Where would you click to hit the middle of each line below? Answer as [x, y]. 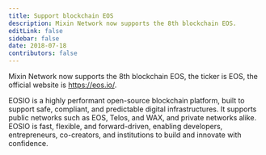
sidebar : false [34, 38]
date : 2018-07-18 [38, 46]
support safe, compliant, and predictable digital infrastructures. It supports [133, 109]
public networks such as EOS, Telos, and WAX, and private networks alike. [133, 117]
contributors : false [43, 53]
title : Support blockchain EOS [61, 16]
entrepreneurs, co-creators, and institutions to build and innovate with [125, 135]
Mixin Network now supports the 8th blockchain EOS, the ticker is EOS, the [133, 76]
